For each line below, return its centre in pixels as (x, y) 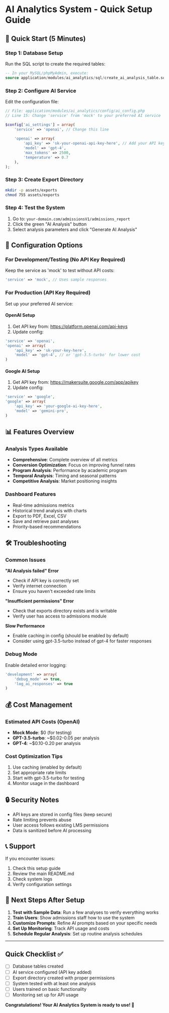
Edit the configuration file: (32, 101)
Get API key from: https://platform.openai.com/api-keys (70, 326)
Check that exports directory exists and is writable (65, 611)
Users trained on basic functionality (50, 989)
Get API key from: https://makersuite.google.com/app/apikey (75, 382)
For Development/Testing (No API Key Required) (65, 259)
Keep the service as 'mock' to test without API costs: (60, 271)
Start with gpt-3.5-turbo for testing (49, 778)
